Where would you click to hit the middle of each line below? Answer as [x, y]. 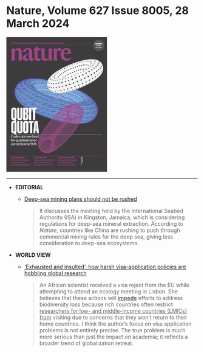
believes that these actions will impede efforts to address [111, 298]
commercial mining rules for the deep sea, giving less [106, 236]
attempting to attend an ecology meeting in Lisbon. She [108, 291]
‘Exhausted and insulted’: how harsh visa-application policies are [105, 267]
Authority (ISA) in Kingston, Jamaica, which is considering [112, 217]
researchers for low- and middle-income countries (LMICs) [113, 310]
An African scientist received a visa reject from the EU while [114, 285]
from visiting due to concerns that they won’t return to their [113, 317]
